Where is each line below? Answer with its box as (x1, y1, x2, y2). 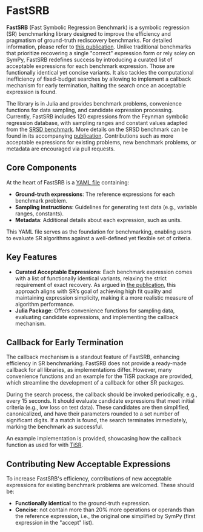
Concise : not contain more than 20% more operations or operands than (15, 506, 195, 513)
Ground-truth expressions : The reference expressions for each (15, 190, 175, 198)
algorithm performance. (15, 300, 75, 308)
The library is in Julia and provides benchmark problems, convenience (6, 99, 182, 107)
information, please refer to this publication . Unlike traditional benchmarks (6, 43, 191, 50)
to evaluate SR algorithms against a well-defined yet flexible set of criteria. (6, 234, 192, 241)
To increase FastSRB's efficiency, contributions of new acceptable (6, 475, 172, 482)
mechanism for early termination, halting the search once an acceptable (6, 81, 186, 89)
